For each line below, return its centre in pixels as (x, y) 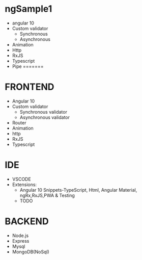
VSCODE (21, 179)
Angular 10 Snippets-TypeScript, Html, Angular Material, (78, 190)
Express (21, 241)
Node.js (20, 236)
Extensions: (24, 185)
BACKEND (27, 221)
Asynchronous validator (45, 117)
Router (19, 122)
